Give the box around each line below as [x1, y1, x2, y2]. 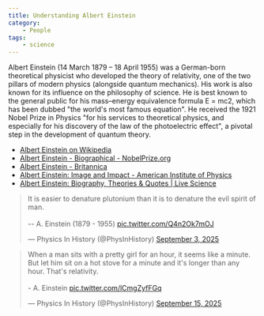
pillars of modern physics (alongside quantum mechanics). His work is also [8, 80, 253, 89]
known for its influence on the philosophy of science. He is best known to [8, 88, 247, 97]
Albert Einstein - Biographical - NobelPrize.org [19, 153, 172, 163]
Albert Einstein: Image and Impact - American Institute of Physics [19, 171, 232, 180]
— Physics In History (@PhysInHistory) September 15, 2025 [27, 299, 222, 308]
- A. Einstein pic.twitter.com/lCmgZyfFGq [27, 284, 162, 293]
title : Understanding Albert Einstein [8, 11, 136, 20]
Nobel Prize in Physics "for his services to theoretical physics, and [8, 113, 224, 122]
